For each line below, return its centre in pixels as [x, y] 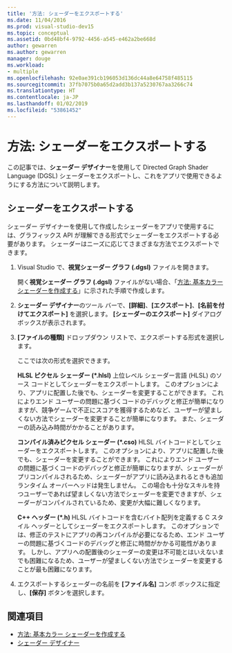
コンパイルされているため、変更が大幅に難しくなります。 [123, 502]
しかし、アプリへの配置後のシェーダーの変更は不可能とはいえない [125, 552]
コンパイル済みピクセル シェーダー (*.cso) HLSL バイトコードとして [113, 442]
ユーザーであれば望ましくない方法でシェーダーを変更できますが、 [117, 494]
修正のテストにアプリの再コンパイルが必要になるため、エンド [117, 535]
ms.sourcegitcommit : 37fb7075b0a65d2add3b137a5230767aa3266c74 [100, 84]
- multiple [23, 71]
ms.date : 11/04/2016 [37, 20]
